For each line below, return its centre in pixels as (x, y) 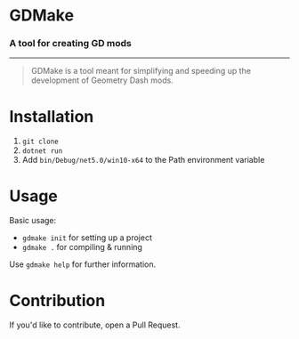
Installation (52, 116)
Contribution (57, 300)
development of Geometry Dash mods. (102, 80)
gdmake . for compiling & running (82, 247)
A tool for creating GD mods (70, 44)
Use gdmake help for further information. (83, 264)
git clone (40, 142)
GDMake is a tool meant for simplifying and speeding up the (141, 71)
